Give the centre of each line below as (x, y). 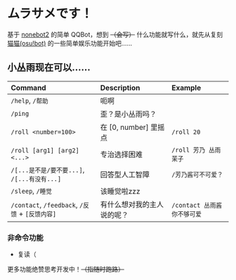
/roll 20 (186, 132)
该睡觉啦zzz (120, 191)
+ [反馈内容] (38, 213)
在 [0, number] (124, 127)
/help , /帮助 (29, 100)
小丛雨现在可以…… (49, 68)
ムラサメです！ (50, 14)
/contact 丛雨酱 (197, 205)
